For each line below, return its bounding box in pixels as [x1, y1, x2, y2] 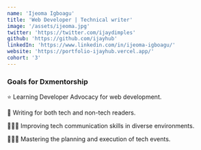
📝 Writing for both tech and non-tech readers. [7, 108, 136, 117]
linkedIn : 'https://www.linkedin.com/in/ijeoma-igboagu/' [7, 42, 176, 48]
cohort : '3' [7, 55, 41, 61]
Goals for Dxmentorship [7, 76, 88, 86]
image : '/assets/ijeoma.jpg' [7, 22, 90, 29]
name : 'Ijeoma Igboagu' [7, 10, 75, 17]
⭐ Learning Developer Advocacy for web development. [7, 93, 162, 101]
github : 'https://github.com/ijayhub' [7, 35, 118, 42]
